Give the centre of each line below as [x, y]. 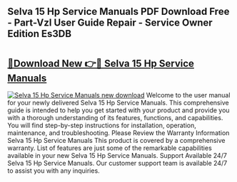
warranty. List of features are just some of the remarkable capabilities [110, 148]
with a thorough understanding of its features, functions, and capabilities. [115, 118]
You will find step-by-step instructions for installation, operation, [102, 125]
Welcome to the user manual [188, 95]
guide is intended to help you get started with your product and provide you [118, 110]
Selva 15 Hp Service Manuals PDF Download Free [118, 12]
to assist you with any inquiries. [54, 171]
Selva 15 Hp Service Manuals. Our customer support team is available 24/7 [117, 163]
